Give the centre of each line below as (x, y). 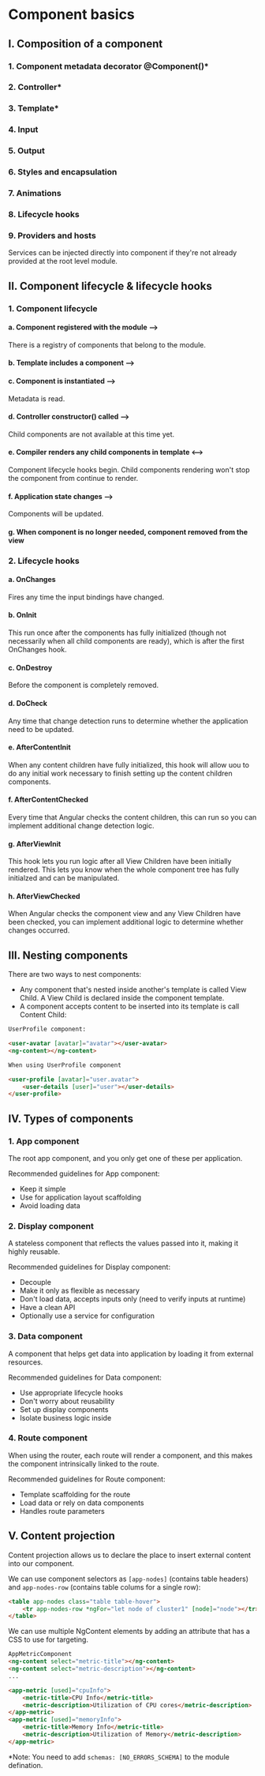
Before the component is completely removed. (84, 685)
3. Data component (45, 1336)
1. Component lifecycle (53, 308)
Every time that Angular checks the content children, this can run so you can (132, 817)
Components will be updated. (56, 514)
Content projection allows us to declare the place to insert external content (129, 1555)
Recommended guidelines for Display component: (90, 1267)
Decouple (35, 1282)
